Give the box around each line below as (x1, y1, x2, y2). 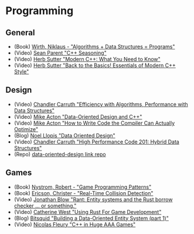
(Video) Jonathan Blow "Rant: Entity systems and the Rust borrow (13, 196, 173, 203)
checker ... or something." (13, 202, 77, 209)
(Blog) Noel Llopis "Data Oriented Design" (13, 132, 115, 139)
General (5, 28, 36, 38)
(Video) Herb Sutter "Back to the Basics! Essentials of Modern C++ (13, 62, 176, 69)
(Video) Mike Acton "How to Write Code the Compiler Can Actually (13, 119, 175, 126)
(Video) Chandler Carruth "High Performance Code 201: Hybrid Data (13, 138, 179, 145)
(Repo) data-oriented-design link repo (13, 151, 106, 158)
